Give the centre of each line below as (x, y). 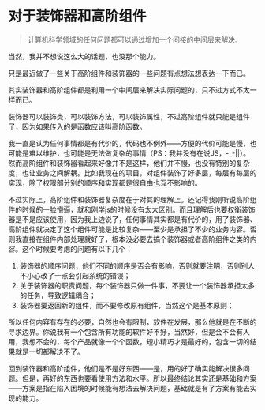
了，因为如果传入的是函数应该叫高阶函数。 (77, 126)
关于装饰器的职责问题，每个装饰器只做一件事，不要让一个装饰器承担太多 (137, 285)
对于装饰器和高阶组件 (78, 16)
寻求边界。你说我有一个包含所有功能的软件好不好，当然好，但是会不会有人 (129, 332)
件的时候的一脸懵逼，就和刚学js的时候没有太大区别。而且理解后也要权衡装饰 (132, 209)
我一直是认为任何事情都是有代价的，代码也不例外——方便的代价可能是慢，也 (132, 143)
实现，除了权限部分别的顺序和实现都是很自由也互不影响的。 (105, 182)
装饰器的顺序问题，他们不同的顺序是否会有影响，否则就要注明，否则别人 (137, 265)
